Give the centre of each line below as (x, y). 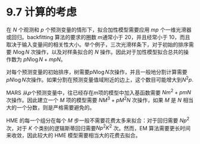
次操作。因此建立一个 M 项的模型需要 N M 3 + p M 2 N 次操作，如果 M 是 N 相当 (100, 100)
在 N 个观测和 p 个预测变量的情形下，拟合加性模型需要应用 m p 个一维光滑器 (99, 30)
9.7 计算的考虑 (41, 12)
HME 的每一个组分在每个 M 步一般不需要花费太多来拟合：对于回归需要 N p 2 (98, 120)
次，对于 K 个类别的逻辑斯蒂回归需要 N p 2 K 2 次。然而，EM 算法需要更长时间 (98, 127)
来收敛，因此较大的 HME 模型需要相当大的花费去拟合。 (74, 135)
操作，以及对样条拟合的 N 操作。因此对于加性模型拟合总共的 (110, 52)
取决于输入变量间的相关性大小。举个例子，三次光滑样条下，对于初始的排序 (97, 44)
